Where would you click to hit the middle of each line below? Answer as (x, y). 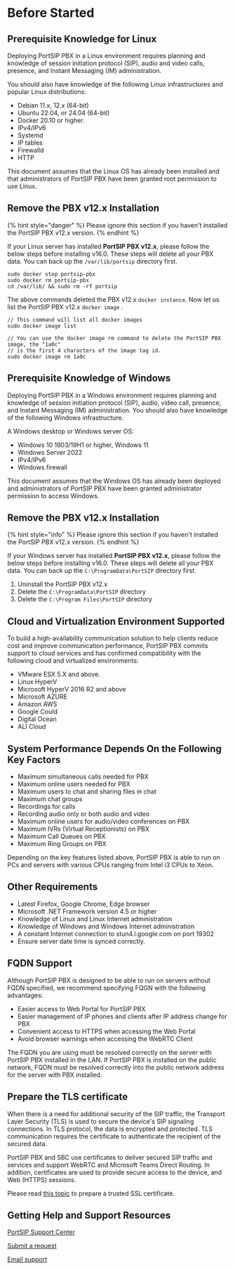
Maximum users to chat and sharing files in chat (87, 791)
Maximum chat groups (50, 799)
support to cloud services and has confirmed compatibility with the (104, 653)
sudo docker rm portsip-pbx (48, 280)
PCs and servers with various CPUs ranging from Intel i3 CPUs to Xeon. (110, 865)
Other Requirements (53, 887)
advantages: (25, 995)
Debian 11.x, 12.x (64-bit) (53, 105)
